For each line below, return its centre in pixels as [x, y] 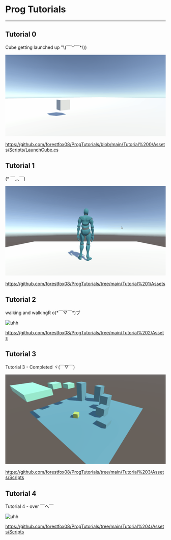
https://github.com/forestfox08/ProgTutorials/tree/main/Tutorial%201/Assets [85, 284]
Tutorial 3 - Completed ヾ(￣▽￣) [40, 367]
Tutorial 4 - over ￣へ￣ [30, 506]
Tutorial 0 [21, 34]
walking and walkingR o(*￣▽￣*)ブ [43, 312]
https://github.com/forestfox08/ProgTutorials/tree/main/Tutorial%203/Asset [85, 472]
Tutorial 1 [20, 166]
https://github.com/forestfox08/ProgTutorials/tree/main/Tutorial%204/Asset [85, 526]
